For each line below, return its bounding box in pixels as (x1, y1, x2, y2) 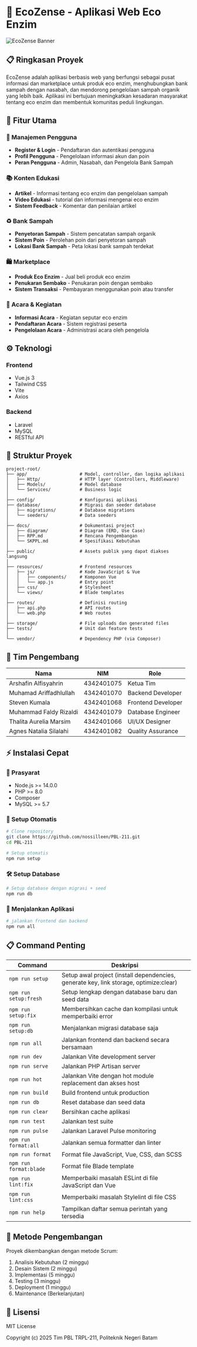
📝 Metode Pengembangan (6, 1232, 103, 1242)
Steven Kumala (9, 698, 50, 707)
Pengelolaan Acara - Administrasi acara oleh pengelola (14, 326, 150, 333)
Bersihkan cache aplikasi (61, 1108, 130, 1116)
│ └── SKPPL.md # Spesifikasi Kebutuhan (6, 538, 141, 544)
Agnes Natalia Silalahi (9, 727, 69, 736)
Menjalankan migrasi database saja (61, 1024, 159, 1032)
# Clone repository (6, 828, 54, 834)
